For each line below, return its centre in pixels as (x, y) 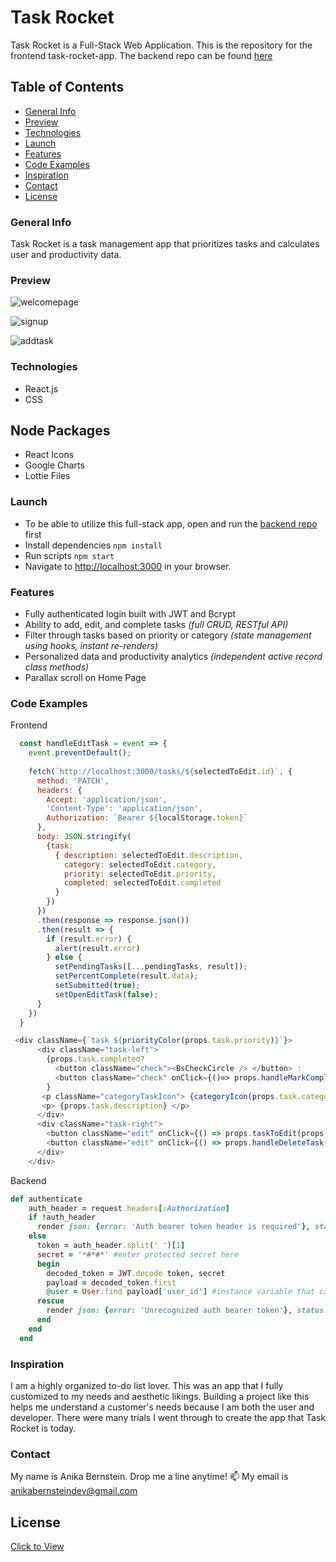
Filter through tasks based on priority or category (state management (168, 635)
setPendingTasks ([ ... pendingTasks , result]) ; (151, 967)
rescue (50, 1301)
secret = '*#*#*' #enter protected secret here (138, 1254)
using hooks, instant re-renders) (91, 646)
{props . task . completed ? (95, 1059)
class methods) (57, 667)
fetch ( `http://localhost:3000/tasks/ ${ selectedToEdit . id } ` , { (160, 771)
